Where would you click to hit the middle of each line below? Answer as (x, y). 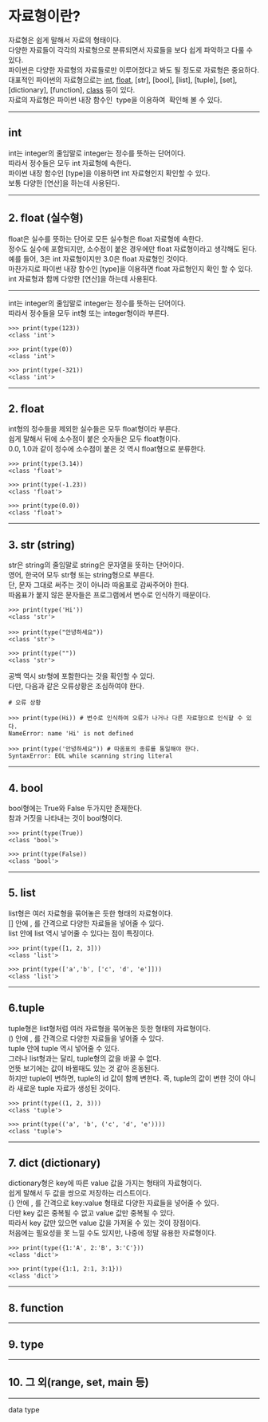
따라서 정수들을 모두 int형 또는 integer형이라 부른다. (89, 313)
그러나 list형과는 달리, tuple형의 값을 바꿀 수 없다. (85, 1058)
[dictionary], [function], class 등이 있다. (72, 89)
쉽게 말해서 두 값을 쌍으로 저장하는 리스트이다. (80, 1193)
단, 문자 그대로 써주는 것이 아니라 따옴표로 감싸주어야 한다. (99, 585)
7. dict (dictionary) (55, 1163)
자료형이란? (45, 16)
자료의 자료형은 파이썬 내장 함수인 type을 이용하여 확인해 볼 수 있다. (115, 100)
